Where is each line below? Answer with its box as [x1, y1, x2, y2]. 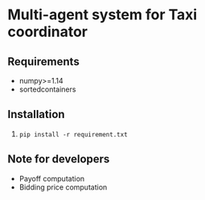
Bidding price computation [18, 182, 108, 192]
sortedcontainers [18, 84, 76, 94]
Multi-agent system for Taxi [7, 6, 198, 24]
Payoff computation [18, 173, 85, 183]
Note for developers [7, 153, 110, 166]
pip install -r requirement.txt [18, 130, 128, 138]
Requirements [7, 55, 80, 68]
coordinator [7, 22, 88, 41]
